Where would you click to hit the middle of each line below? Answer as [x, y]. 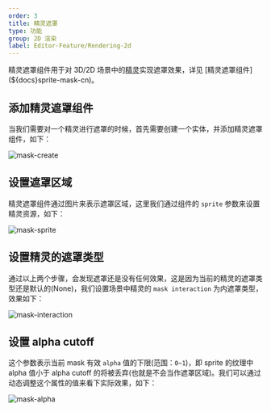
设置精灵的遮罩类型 [56, 257]
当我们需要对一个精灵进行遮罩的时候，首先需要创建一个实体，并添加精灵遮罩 [135, 128]
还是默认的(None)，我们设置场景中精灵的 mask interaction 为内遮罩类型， [139, 288]
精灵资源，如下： [37, 213]
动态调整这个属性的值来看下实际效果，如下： [83, 383]
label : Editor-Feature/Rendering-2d [70, 46]
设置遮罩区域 [40, 183]
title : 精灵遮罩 [33, 23]
